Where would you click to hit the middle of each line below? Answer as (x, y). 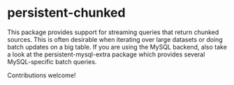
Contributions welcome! (42, 75)
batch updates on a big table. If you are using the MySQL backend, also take (117, 47)
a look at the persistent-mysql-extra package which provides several (106, 54)
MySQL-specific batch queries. (52, 61)
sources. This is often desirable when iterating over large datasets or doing (115, 39)
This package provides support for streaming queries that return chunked (113, 32)
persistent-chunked (66, 13)
